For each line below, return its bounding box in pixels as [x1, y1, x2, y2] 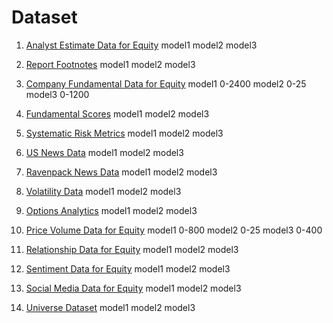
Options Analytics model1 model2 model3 [25, 204, 198, 216]
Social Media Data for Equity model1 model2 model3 [25, 282, 242, 294]
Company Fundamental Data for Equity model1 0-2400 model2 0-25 [25, 77, 307, 90]
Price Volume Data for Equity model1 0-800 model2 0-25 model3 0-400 [25, 224, 323, 236]
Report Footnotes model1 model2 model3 [25, 58, 196, 70]
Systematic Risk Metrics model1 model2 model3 [25, 127, 224, 139]
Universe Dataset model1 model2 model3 [25, 301, 196, 313]
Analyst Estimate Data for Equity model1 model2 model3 [25, 39, 258, 51]
